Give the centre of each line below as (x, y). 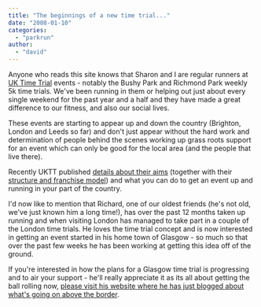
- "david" (31, 52)
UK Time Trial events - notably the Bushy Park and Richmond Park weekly (128, 83)
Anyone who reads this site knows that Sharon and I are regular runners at (129, 74)
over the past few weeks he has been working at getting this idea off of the (130, 246)
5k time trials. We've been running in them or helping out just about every (127, 91)
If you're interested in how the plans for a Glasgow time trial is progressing (129, 269)
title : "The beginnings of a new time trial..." (89, 15)
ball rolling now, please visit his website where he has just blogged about (126, 286)
